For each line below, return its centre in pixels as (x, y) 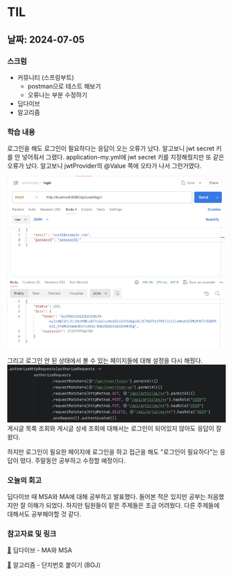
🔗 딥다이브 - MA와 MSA (40, 550)
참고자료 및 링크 (32, 534)
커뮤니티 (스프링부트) (45, 77)
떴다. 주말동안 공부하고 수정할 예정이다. (73, 461)
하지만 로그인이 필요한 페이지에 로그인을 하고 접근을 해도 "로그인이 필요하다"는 (113, 451)
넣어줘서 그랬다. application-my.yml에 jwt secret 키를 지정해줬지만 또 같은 (123, 157)
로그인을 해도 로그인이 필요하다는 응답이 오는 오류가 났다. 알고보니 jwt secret (111, 149)
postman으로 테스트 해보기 (64, 86)
